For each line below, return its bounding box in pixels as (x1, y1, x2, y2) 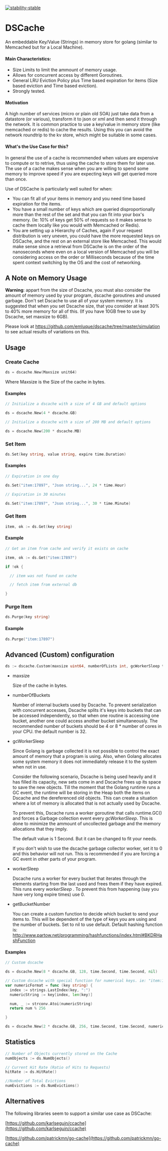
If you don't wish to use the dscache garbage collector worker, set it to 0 (12, 845, 162, 852)
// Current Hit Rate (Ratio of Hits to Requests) (5, 1065, 111, 1070)
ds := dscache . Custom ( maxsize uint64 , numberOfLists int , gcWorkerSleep (5, 664, 160, 669)
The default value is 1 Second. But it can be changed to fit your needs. (12, 836, 157, 842)
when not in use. (12, 764, 47, 770)
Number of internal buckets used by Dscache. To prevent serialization (12, 702, 156, 708)
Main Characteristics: (5, 56, 51, 62)
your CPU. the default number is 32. (12, 728, 86, 734)
